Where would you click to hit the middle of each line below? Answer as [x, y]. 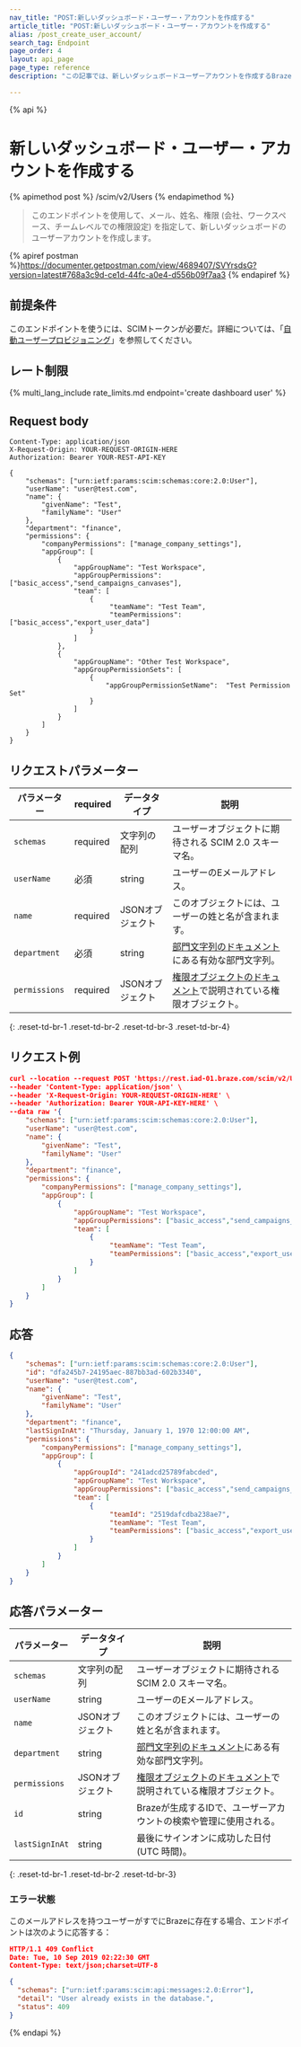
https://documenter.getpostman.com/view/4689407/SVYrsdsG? [138, 265]
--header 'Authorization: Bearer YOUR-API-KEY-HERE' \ [114, 1103]
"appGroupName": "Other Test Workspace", [151, 662]
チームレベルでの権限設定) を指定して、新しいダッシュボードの [171, 226]
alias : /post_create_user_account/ [76, 34]
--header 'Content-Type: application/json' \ [95, 1087]
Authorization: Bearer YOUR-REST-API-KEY [88, 458]
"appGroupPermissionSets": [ [127, 670]
